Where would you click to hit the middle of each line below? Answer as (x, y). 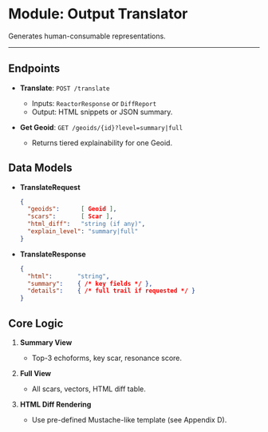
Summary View (46, 343)
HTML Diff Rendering (55, 404)
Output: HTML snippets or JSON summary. (102, 112)
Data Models (40, 168)
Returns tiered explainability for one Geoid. (102, 143)
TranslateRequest (50, 187)
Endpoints (34, 69)
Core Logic (36, 323)
